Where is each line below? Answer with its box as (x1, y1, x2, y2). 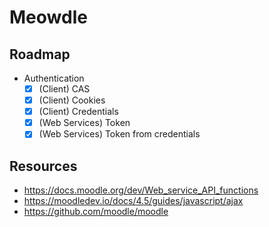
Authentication (23, 72, 85, 84)
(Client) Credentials (38, 106, 119, 118)
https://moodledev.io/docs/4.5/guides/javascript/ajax (23, 195, 244, 207)
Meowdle (9, 6, 88, 29)
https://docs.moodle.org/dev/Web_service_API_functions (23, 184, 259, 196)
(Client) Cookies (38, 94, 106, 106)
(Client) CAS (38, 83, 91, 95)
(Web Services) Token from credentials (38, 128, 201, 140)
